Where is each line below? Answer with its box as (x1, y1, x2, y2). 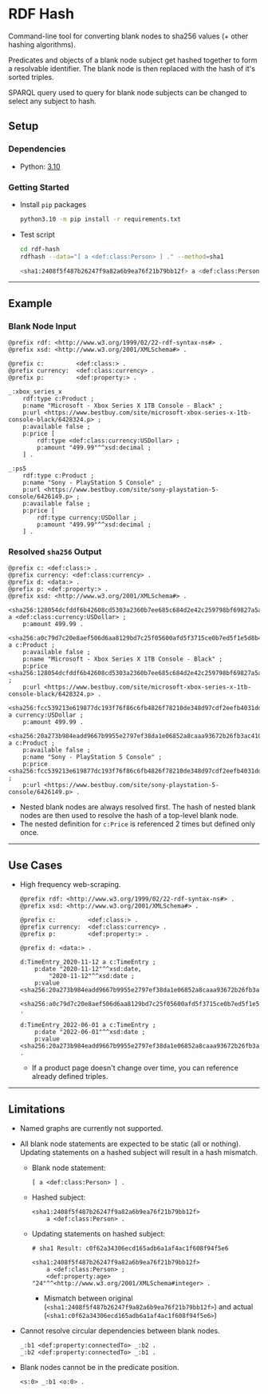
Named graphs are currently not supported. (19, 1124, 164, 1133)
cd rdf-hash (19, 245, 60, 253)
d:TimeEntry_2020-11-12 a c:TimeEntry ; (19, 958, 156, 966)
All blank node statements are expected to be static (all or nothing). (19, 1139, 241, 1148)
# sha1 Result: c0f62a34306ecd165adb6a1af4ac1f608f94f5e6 (31, 1244, 229, 1252)
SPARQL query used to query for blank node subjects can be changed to (8, 87, 247, 97)
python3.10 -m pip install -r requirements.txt (19, 215, 181, 223)
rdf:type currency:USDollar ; (37, 513, 137, 522)
